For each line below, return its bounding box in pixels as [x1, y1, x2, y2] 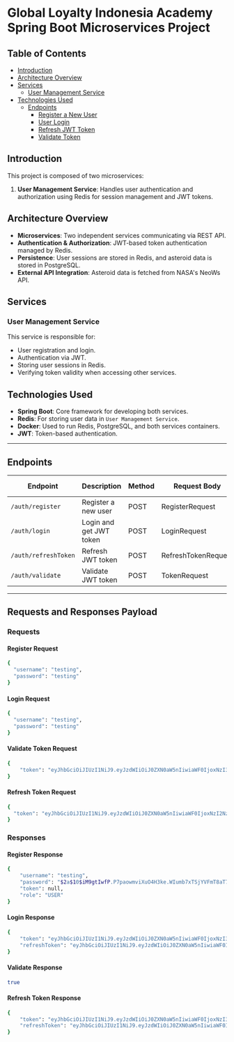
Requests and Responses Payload [7, 606, 158, 618]
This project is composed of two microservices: [7, 171, 144, 179]
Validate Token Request [7, 745, 78, 753]
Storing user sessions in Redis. [17, 361, 106, 369]
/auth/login [10, 527, 51, 535]
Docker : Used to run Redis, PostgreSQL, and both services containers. [17, 422, 221, 431]
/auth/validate [10, 571, 61, 579]
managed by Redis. [17, 246, 73, 254]
